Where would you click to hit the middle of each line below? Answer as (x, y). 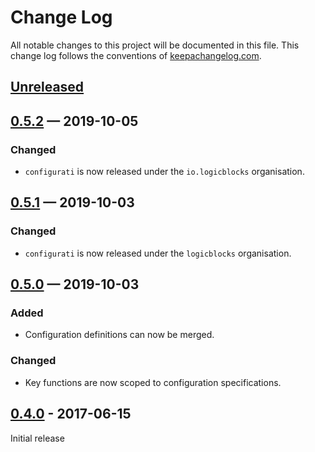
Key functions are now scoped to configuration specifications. (153, 382)
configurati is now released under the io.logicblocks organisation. (164, 172)
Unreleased (47, 87)
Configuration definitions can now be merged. (119, 335)
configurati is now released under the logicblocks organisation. (158, 253)
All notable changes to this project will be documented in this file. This (155, 45)
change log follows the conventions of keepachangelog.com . (136, 55)
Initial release (37, 438)
